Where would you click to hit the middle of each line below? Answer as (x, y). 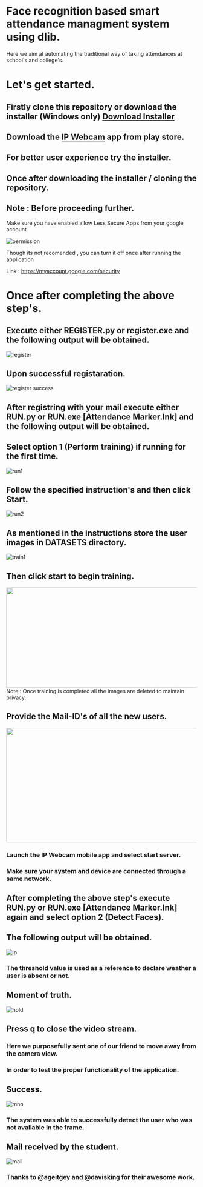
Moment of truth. (39, 995)
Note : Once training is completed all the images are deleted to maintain (95, 691)
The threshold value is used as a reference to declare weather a (101, 968)
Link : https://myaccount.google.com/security (63, 271)
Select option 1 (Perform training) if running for (96, 447)
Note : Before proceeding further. (70, 208)
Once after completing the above (91, 295)
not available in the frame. (45, 1127)
